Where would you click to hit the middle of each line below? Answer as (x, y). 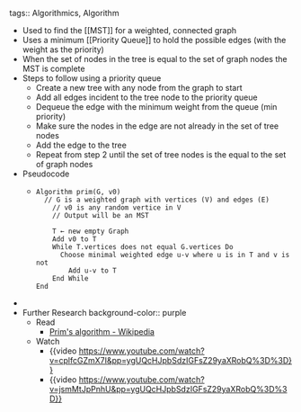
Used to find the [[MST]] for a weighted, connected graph (129, 30)
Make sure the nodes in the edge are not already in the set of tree (157, 126)
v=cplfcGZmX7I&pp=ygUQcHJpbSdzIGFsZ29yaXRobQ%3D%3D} (170, 360)
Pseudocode (46, 174)
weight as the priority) (63, 49)
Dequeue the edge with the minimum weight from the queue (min (156, 107)
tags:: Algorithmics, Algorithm (64, 13)
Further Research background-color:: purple (104, 313)
